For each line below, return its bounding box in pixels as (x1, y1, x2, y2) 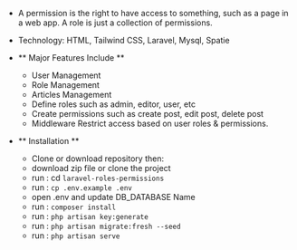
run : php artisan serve (31, 230, 120, 241)
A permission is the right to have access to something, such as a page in (17, 8, 289, 18)
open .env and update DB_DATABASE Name (31, 192, 196, 202)
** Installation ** (17, 136, 80, 146)
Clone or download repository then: (31, 153, 165, 164)
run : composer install (31, 201, 116, 212)
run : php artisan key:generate (31, 211, 149, 221)
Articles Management (31, 90, 112, 100)
